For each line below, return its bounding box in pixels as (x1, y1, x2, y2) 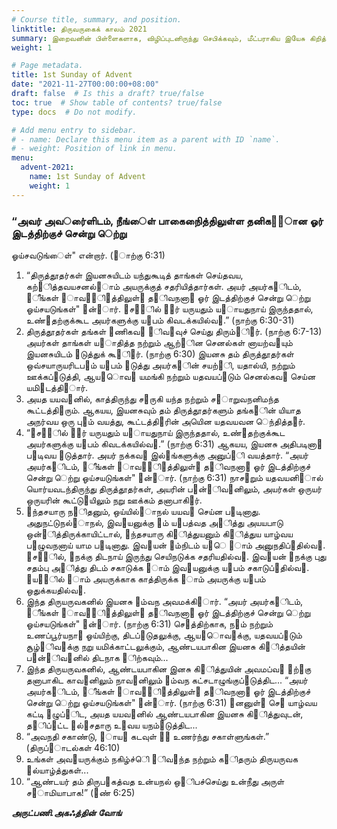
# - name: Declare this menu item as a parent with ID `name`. (11, 134, 281, 145)
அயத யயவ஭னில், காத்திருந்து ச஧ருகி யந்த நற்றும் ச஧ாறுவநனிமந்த (25, 392, 279, 405)
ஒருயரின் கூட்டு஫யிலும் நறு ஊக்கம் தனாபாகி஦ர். (25, 494, 203, 506)
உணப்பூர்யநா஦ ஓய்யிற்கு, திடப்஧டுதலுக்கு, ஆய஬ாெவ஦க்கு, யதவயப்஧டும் (25, 629, 303, 641)
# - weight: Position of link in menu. (11, 144, 178, 154)
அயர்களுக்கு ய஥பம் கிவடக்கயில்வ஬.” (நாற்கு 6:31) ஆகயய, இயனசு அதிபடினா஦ (25, 437, 323, 450)
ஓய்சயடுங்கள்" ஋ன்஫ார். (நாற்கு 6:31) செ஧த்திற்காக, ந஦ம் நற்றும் (25, 617, 274, 630)
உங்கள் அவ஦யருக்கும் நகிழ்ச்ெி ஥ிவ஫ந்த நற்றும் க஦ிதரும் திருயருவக (25, 752, 299, 765)
